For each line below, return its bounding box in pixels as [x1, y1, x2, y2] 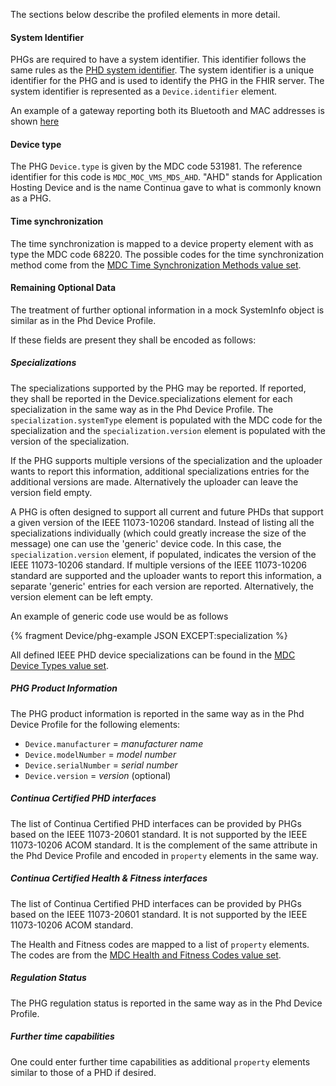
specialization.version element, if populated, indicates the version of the [10, 548, 317, 560]
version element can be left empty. [10, 590, 154, 603]
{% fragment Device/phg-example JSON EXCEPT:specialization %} [10, 629, 288, 641]
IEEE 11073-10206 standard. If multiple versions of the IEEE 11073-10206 [10, 559, 307, 571]
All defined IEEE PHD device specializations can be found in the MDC [10, 649, 296, 661]
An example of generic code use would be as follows [10, 610, 229, 622]
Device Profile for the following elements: [10, 718, 181, 730]
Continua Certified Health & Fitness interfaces [10, 872, 208, 884]
